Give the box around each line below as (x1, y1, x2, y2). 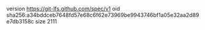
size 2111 (35, 18, 57, 25)
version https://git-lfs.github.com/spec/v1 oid (6, 5, 121, 12)
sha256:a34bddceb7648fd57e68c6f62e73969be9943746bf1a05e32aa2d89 (6, 11, 199, 19)
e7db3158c (6, 18, 34, 25)
